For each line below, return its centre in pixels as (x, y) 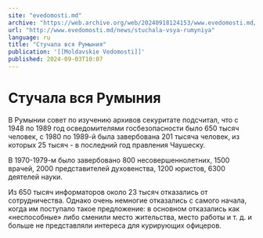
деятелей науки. (35, 177)
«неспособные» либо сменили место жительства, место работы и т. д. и (130, 217)
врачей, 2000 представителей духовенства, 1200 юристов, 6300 (117, 168)
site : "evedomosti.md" (45, 15)
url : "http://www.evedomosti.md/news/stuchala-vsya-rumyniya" (112, 30)
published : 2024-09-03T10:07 (56, 60)
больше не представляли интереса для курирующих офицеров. (115, 225)
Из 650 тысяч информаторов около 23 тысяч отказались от (108, 192)
